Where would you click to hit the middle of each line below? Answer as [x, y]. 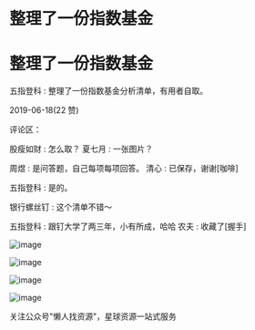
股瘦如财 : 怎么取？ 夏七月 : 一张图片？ [81, 149]
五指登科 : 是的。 [41, 188]
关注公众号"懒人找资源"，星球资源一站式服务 [93, 316]
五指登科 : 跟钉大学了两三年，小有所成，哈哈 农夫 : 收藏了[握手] [128, 227]
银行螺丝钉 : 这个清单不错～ [61, 207]
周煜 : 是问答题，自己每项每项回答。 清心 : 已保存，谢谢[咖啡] [124, 169]
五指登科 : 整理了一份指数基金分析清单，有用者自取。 [108, 91]
